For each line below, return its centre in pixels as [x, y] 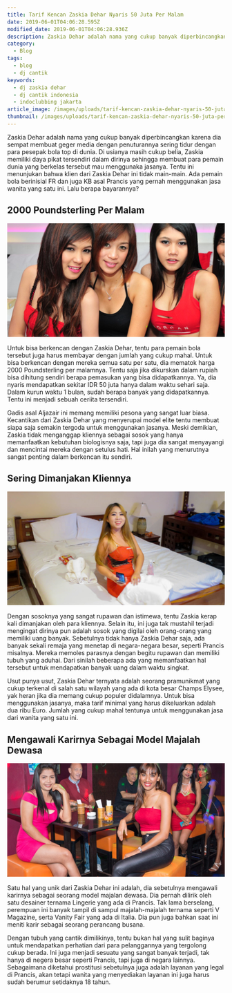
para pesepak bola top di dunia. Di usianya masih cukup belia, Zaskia [105, 151]
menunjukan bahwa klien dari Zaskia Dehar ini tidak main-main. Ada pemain [115, 173]
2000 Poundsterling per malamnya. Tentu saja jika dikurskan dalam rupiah [113, 370]
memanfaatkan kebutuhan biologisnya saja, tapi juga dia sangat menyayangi [116, 442]
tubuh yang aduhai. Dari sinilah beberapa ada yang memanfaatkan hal [107, 661]
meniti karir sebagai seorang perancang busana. [76, 925]
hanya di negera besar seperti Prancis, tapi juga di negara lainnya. [101, 960]
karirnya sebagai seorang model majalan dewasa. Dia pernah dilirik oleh [109, 896]
